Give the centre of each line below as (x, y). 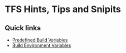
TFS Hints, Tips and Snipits (63, 9)
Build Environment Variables (42, 45)
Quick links (23, 28)
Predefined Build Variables (40, 40)
